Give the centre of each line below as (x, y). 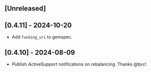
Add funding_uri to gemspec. (42, 37)
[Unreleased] (25, 9)
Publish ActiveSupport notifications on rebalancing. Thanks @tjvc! (79, 64)
